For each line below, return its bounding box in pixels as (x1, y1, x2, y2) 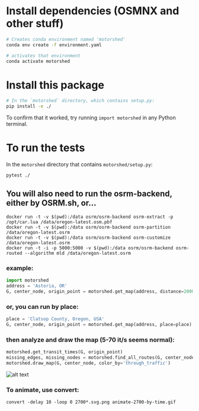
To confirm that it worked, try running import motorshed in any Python (6, 114, 176, 121)
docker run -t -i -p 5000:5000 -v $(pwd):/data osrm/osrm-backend (6, 245, 174, 251)
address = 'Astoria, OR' (6, 283, 68, 289)
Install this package (6, 78, 105, 91)
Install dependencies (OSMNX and (6, 4, 179, 18)
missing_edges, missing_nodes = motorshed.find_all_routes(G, (6, 355, 163, 361)
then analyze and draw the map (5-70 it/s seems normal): (6, 336, 175, 344)
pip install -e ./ (6, 103, 52, 109)
